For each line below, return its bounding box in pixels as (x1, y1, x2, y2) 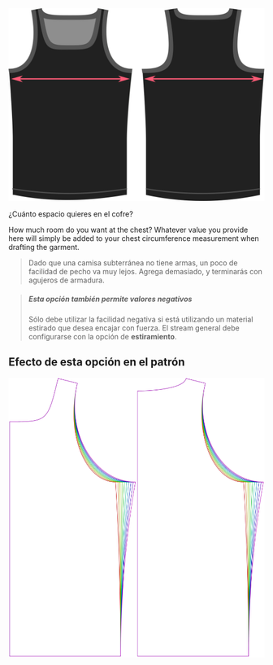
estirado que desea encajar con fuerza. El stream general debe (28, 322, 240, 333)
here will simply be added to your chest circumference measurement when (8, 233, 260, 243)
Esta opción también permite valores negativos (28, 294, 193, 304)
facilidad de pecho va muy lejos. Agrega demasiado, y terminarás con (28, 266, 262, 276)
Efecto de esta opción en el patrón (8, 355, 185, 370)
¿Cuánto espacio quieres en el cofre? (8, 208, 134, 219)
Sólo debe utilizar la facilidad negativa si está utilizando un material (28, 314, 253, 324)
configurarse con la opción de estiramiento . (28, 331, 177, 341)
